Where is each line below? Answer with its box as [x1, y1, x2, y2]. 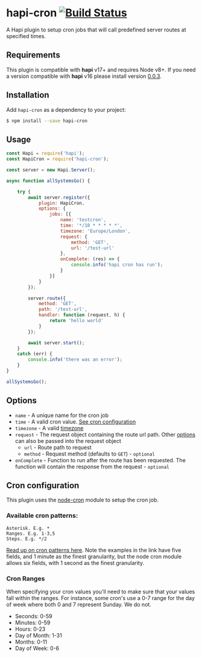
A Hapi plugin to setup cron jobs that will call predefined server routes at [6, 26, 186, 33]
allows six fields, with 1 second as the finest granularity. [6, 559, 145, 566]
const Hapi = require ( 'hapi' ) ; [6, 150, 85, 156]
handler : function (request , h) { [38, 312, 125, 318]
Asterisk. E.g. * [6, 525, 50, 531]
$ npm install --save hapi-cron [6, 118, 87, 124]
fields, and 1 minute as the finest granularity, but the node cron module [6, 553, 182, 560]
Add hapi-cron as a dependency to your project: [6, 106, 126, 113]
